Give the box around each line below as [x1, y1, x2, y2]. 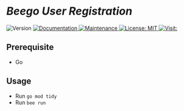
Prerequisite [6, 42, 54, 52]
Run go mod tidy [15, 92, 57, 99]
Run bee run [15, 99, 46, 106]
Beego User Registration [6, 4, 133, 18]
